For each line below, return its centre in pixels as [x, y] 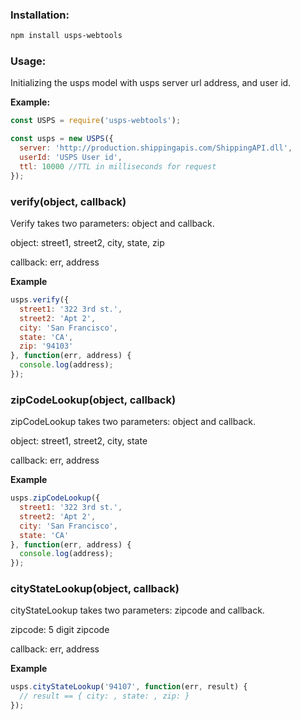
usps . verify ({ [40, 300]
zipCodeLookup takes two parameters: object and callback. [133, 422]
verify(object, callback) [68, 201]
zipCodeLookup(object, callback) [93, 400]
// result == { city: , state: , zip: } [104, 696]
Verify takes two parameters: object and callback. [112, 224]
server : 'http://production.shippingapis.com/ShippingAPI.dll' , [156, 148]
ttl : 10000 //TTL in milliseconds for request [118, 166]
